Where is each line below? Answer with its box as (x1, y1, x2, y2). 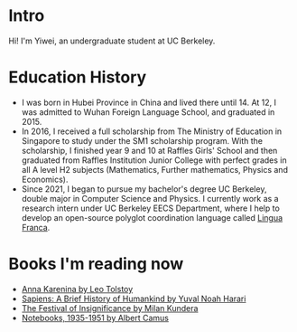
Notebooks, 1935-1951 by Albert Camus (21, 312, 169, 323)
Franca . (21, 222, 51, 232)
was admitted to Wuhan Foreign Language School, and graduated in (21, 106, 275, 118)
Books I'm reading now (8, 254, 184, 274)
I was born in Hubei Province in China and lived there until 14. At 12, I (21, 97, 277, 108)
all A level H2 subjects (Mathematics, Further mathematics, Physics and (21, 164, 288, 175)
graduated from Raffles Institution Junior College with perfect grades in (21, 155, 288, 166)
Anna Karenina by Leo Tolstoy (21, 283, 134, 294)
